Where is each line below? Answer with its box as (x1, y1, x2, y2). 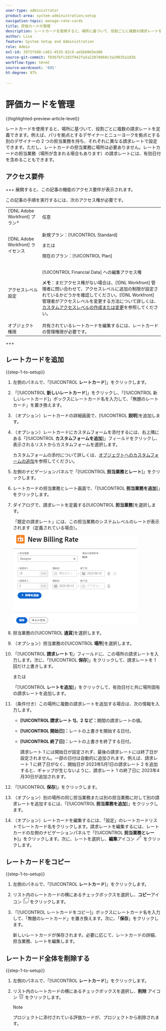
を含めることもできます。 (5, 156, 57, 162)
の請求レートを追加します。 (12, 690, 69, 696)
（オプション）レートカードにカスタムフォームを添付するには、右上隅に (12, 429, 160, 435)
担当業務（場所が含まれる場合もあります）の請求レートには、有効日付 (18, 150, 161, 156)
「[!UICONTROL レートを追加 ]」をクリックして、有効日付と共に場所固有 (12, 684, 161, 690)
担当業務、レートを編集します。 (12, 938, 78, 944)
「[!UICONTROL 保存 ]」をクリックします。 (12, 784, 100, 790)
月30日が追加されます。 (20, 773, 68, 779)
